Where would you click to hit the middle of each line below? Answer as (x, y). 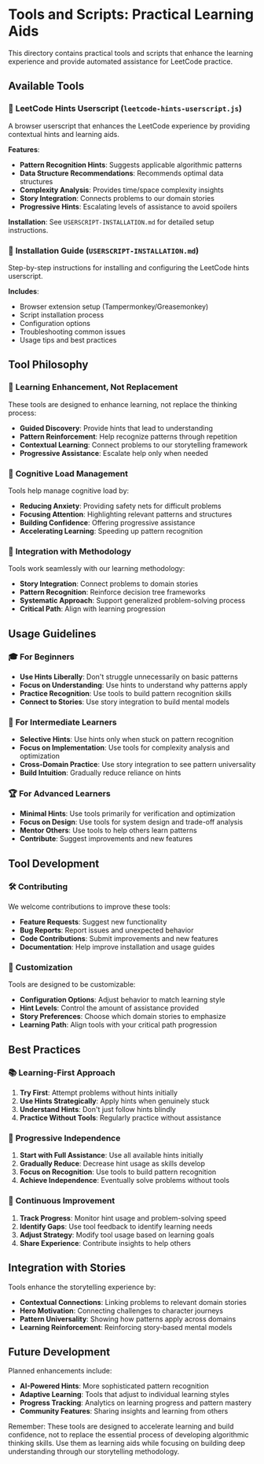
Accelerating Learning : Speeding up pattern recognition (111, 531)
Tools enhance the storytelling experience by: (82, 1287)
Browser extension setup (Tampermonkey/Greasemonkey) (114, 306)
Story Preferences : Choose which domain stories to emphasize (123, 1017)
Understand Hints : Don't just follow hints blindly (98, 1110)
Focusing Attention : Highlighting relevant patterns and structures (126, 514)
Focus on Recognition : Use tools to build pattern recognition (118, 1172)
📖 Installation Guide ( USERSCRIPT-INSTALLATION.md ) (103, 250)
